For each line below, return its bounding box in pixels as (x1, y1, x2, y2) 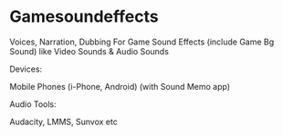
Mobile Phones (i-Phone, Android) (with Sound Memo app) (9, 81, 231, 92)
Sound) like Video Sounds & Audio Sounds (9, 45, 169, 56)
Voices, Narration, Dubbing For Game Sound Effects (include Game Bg (9, 36, 275, 47)
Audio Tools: (9, 98, 57, 110)
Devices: (9, 63, 43, 74)
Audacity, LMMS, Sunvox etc (9, 116, 119, 127)
